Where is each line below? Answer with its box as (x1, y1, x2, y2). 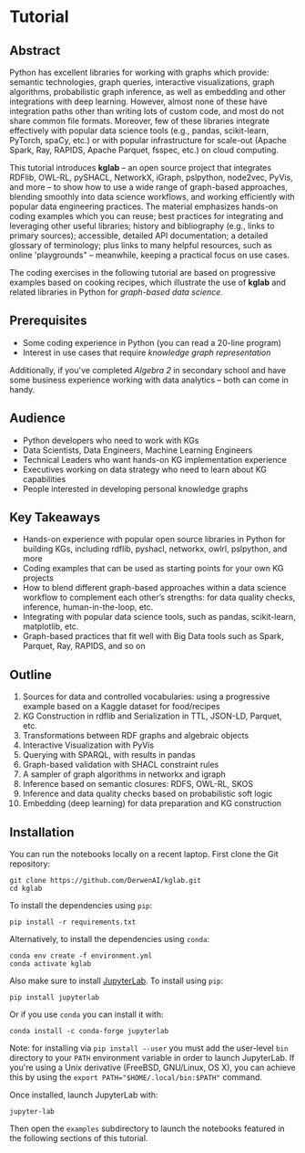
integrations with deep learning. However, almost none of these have (9, 96, 268, 107)
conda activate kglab (9, 959, 92, 969)
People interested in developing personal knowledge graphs (22, 483, 249, 494)
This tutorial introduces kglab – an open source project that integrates (9, 162, 271, 173)
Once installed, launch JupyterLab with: (9, 1089, 158, 1101)
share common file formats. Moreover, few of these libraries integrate (9, 116, 270, 126)
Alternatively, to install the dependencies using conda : (9, 934, 210, 945)
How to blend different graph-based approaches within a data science (22, 582, 287, 593)
